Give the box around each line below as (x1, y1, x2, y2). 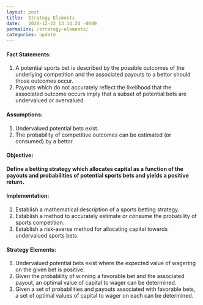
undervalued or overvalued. (15, 97, 86, 104)
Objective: (6, 151, 34, 159)
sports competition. (15, 219, 65, 226)
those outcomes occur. (15, 77, 73, 85)
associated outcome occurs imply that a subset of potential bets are (15, 90, 187, 98)
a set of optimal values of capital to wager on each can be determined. (15, 292, 194, 299)
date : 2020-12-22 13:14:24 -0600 (6, 20, 97, 26)
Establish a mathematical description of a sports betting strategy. (15, 206, 180, 213)
